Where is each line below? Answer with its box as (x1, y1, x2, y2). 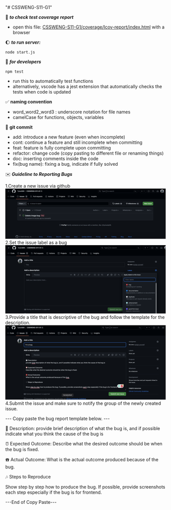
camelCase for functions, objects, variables (12, 114, 104, 120)
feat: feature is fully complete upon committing (12, 145, 111, 151)
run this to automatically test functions (12, 78, 93, 84)
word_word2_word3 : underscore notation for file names (12, 109, 131, 115)
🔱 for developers (5, 58, 42, 65)
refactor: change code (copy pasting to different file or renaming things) (12, 150, 164, 156)
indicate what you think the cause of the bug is (5, 431, 103, 437)
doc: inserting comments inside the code (12, 156, 99, 162)
